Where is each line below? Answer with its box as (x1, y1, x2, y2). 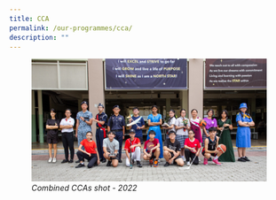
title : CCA (9, 14, 50, 23)
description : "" (9, 33, 69, 42)
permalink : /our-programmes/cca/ (9, 23, 133, 33)
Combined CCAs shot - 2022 (31, 182, 138, 193)
